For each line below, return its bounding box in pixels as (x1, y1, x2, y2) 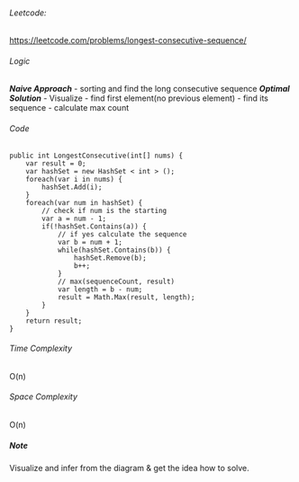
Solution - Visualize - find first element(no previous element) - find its (9, 93, 268, 103)
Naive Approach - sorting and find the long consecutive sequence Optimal (9, 84, 290, 94)
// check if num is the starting (41, 206, 168, 215)
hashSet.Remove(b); (73, 253, 147, 263)
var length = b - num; (57, 284, 143, 294)
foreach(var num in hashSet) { (25, 198, 143, 207)
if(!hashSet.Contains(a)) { (41, 221, 147, 231)
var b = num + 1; (57, 237, 123, 246)
